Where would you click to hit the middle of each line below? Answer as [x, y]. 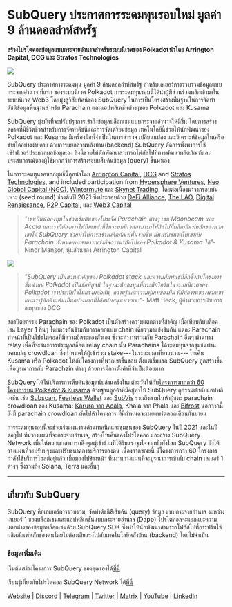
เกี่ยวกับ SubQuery [44, 495]
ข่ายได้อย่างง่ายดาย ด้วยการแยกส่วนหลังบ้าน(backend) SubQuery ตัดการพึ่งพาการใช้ [106, 145]
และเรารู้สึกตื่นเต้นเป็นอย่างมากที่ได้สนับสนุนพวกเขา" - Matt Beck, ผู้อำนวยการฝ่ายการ [123, 300]
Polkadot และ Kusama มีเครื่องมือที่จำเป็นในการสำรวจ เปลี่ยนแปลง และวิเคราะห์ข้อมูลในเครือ [116, 137]
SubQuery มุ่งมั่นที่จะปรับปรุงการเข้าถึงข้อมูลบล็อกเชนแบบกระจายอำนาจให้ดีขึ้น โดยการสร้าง [112, 121]
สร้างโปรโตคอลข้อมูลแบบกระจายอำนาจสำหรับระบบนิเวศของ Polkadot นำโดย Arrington [110, 49]
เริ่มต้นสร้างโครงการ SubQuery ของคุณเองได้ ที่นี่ [64, 568]
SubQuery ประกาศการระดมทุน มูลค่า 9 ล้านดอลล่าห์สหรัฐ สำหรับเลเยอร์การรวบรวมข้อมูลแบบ [115, 84]
